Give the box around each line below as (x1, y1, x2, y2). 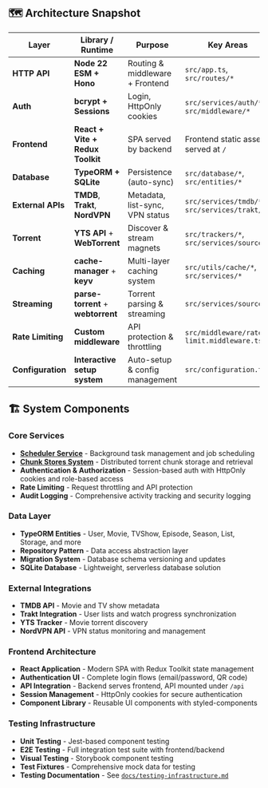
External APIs (12, 199, 65, 210)
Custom (74, 326, 105, 337)
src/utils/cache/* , (184, 261, 257, 272)
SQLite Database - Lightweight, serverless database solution (19, 562, 222, 572)
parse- (74, 288, 102, 299)
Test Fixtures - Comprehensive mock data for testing (19, 762, 195, 771)
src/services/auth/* (184, 98, 263, 107)
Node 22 (74, 57, 108, 69)
